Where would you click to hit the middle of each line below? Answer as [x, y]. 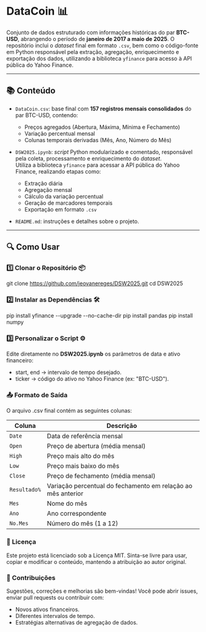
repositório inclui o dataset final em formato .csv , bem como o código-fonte [102, 45]
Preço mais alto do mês [81, 456]
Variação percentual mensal [59, 133]
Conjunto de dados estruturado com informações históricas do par [91, 32]
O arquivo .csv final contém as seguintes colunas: [69, 411]
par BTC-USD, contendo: [47, 115]
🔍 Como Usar [33, 247]
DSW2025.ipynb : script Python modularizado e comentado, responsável [104, 152]
